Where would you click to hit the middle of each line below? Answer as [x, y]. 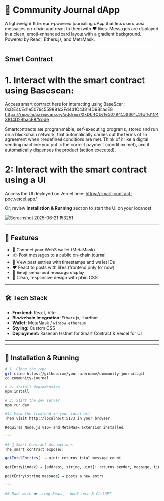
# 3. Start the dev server [32, 401]
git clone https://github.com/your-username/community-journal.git [75, 374]
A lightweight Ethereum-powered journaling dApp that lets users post [75, 23]
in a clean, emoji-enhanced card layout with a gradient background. [73, 34]
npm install [17, 392]
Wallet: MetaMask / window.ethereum [49, 323]
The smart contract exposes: [35, 450]
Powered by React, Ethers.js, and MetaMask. [50, 39]
